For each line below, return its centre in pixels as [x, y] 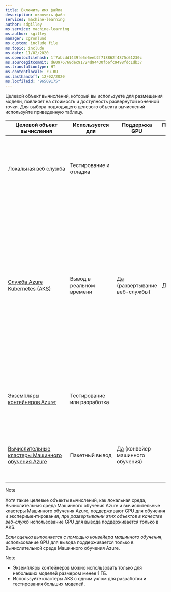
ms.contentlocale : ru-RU [32, 72]
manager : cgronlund [26, 39]
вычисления [36, 131]
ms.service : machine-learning [37, 29]
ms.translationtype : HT [31, 67]
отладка [80, 172]
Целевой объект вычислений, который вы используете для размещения [84, 96]
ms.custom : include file [32, 43]
